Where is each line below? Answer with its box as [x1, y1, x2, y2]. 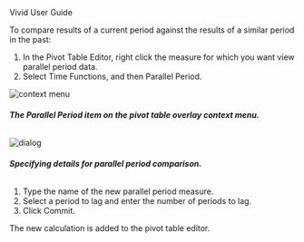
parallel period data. [22, 62, 98, 72]
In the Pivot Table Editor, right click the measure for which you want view [22, 52, 295, 63]
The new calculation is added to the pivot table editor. [9, 223, 211, 234]
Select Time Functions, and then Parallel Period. [22, 71, 202, 82]
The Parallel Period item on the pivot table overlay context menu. [9, 109, 260, 120]
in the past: [9, 34, 52, 44]
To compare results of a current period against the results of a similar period [9, 24, 295, 35]
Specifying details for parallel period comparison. [9, 158, 202, 169]
